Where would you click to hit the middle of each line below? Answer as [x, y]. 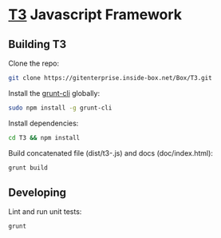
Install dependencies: [43, 123]
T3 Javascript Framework [95, 15]
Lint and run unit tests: [45, 212]
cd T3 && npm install [44, 137]
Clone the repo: [34, 63]
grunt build [28, 168]
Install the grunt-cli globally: [54, 93]
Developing [37, 192]
